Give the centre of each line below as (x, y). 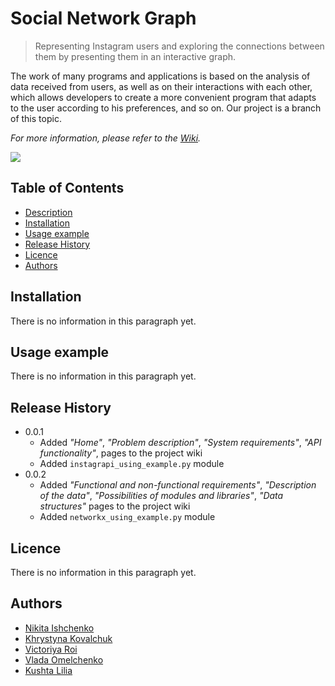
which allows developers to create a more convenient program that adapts (163, 97)
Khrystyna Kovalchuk (68, 638)
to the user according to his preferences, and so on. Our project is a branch (166, 108)
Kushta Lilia (48, 670)
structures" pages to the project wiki (115, 506)
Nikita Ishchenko (59, 628)
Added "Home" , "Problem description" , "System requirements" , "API (180, 443)
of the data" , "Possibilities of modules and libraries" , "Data (161, 496)
